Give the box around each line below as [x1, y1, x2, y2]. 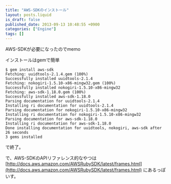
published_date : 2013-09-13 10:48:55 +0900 [5, 22, 100, 27]
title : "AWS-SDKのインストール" [5, 7, 69, 13]
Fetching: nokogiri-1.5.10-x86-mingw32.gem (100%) [5, 80, 116, 86]
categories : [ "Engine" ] [5, 27, 56, 32]
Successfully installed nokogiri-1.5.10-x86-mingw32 [5, 85, 121, 90]
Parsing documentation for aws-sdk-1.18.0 [5, 116, 98, 121]
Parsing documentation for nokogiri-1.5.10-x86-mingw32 [5, 108, 127, 113]
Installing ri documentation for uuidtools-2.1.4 [5, 103, 114, 108]
